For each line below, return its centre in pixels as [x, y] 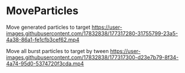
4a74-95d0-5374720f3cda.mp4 [45, 64]
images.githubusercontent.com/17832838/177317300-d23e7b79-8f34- [92, 57]
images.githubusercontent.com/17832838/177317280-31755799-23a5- [92, 33]
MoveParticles [42, 11]
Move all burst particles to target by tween [57, 51]
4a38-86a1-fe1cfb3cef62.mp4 [43, 39]
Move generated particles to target [48, 27]
